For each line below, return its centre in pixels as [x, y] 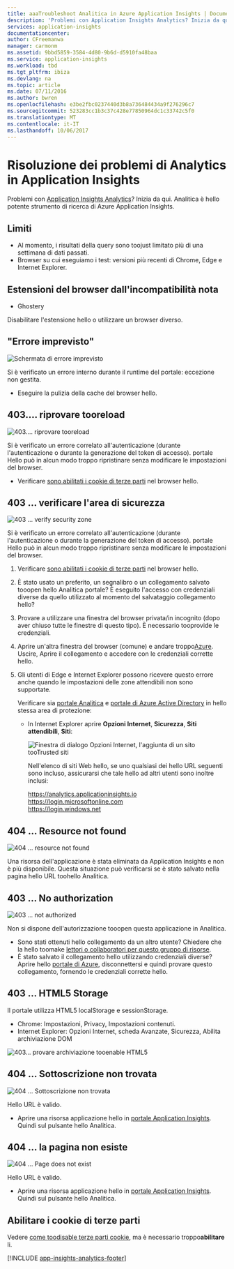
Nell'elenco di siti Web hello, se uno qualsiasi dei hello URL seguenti [125, 766]
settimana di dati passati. [53, 253]
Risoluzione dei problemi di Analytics [117, 165]
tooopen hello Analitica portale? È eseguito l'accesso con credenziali [116, 590]
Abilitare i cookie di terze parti [74, 1221]
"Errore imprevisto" [51, 341]
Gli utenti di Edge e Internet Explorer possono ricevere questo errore [115, 675]
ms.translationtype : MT [42, 117]
